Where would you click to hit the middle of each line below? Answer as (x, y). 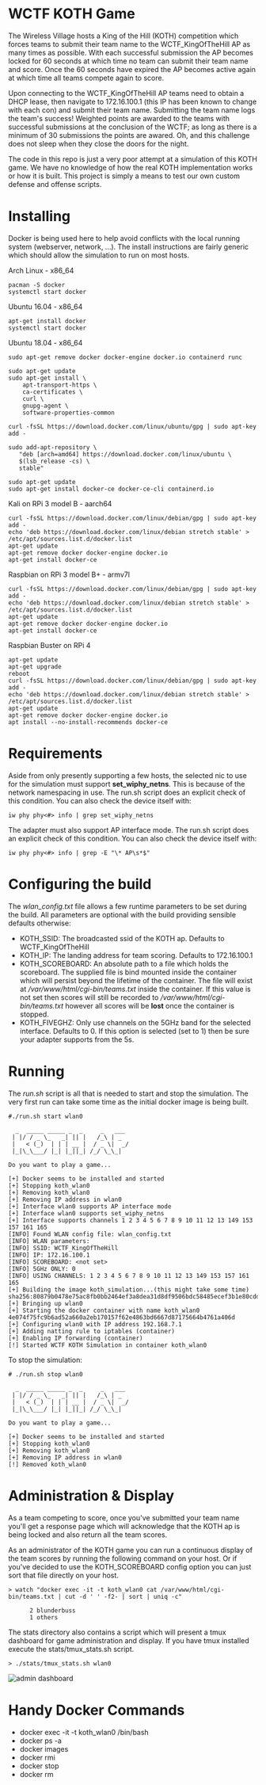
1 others (44, 1617)
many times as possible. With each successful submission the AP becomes (131, 52)
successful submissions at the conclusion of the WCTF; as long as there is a (133, 127)
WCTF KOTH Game (72, 14)
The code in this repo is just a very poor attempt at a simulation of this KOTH (133, 158)
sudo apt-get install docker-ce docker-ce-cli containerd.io (111, 489)
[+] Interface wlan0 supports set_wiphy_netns (86, 1213)
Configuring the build (80, 884)
